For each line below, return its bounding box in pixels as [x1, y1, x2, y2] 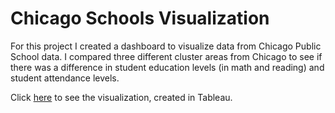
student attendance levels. [10, 72, 120, 84]
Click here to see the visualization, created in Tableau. [10, 91, 233, 103]
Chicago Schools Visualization [10, 7, 270, 30]
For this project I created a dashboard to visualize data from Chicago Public [10, 40, 322, 52]
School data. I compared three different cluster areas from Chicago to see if [10, 50, 323, 62]
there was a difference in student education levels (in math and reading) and [10, 61, 325, 73]
